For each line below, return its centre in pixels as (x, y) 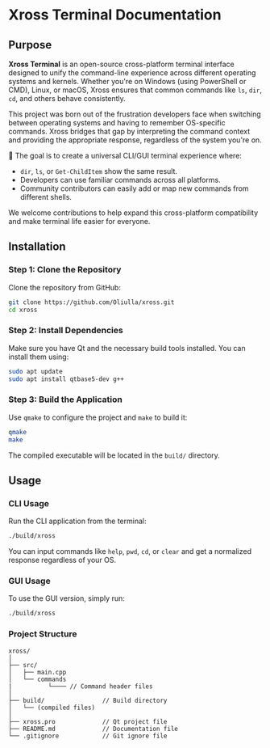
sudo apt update (35, 371)
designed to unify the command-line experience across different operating (132, 73)
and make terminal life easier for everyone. (79, 221)
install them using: (39, 357)
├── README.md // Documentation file (93, 729)
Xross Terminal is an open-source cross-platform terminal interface (122, 64)
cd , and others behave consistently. (67, 98)
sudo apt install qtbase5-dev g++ (66, 379)
